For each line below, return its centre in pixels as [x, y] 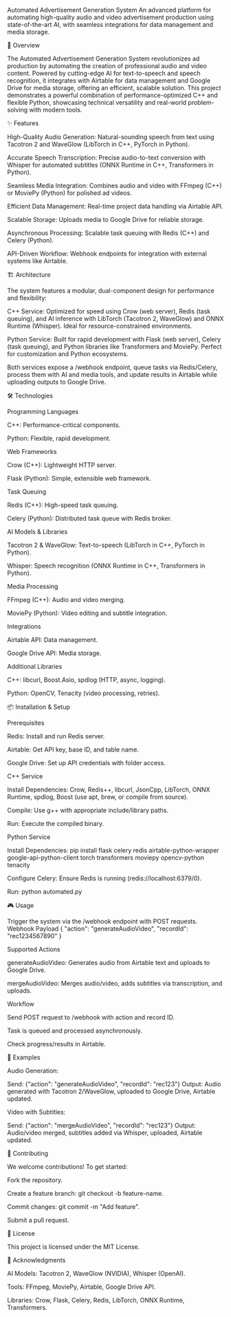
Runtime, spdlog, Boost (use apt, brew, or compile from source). [98, 797]
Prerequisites [26, 723]
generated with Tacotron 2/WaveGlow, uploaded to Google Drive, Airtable [111, 1091]
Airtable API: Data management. [53, 640]
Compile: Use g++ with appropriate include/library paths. [88, 810]
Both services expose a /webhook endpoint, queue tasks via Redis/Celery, [112, 367]
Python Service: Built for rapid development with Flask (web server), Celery [114, 339]
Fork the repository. [35, 1180]
